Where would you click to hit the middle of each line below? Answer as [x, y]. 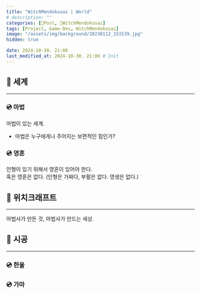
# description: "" [29, 17]
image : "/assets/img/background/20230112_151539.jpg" [75, 34]
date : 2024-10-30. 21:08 [37, 51]
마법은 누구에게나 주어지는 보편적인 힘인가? [65, 136]
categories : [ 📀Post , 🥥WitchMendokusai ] [56, 23]
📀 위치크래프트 [31, 198]
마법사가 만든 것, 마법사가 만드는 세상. [50, 218]
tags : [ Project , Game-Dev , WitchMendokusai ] [63, 28]
